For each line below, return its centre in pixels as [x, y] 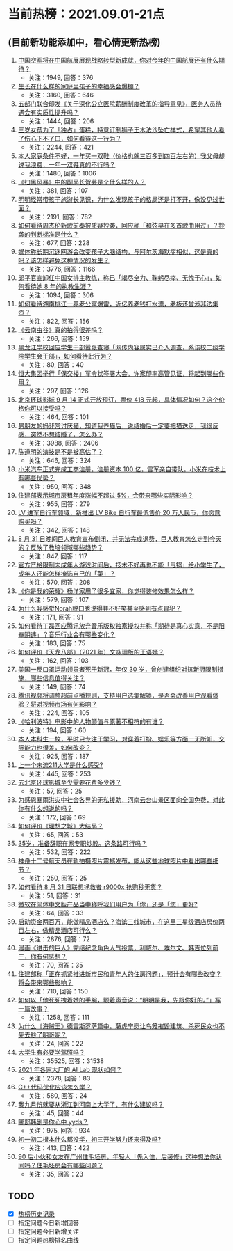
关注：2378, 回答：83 [59, 1078]
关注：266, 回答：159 [59, 339]
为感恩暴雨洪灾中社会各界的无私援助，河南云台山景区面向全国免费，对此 [121, 800]
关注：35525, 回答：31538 [66, 1061]
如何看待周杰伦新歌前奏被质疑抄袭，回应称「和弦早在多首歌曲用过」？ [118, 226]
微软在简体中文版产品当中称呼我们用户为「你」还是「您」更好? [107, 904]
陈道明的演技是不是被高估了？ [60, 452]
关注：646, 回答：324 [60, 461]
